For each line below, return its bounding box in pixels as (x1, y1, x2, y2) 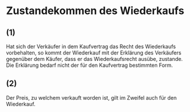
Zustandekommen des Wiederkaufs (6, 4, 185, 18)
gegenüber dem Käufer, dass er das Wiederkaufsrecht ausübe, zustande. (6, 56, 183, 62)
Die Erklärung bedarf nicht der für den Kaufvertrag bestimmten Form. (6, 62, 174, 69)
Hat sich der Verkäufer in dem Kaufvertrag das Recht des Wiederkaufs (6, 43, 177, 50)
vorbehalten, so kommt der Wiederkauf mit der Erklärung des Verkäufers (6, 49, 182, 56)
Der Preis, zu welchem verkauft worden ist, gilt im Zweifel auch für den (6, 94, 177, 101)
